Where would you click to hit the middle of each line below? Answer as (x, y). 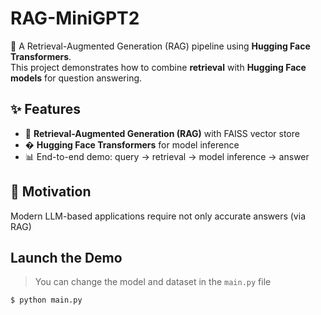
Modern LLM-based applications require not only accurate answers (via (158, 216)
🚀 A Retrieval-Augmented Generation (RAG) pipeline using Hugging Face (160, 46)
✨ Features (45, 109)
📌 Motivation (51, 192)
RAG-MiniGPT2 (75, 18)
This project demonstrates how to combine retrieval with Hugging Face (158, 67)
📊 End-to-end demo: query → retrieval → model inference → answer (167, 156)
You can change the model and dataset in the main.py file (153, 282)
